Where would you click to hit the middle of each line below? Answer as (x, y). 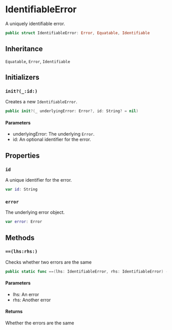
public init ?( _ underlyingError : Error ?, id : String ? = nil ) (72, 111)
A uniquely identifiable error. (35, 24)
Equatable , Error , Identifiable (38, 61)
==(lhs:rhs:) (21, 251)
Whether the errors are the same (40, 323)
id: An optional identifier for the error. (52, 140)
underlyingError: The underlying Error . (53, 134)
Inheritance (24, 49)
